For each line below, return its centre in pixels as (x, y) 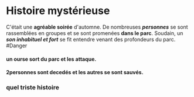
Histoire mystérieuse (58, 11)
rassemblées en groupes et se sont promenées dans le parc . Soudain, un (95, 33)
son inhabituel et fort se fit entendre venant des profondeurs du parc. (91, 39)
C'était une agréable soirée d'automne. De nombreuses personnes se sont (97, 27)
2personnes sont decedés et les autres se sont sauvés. (75, 72)
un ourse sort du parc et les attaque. (51, 59)
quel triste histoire (33, 88)
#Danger (17, 46)
